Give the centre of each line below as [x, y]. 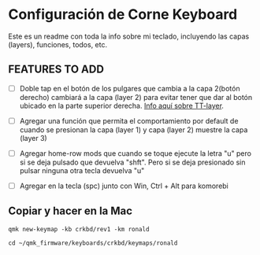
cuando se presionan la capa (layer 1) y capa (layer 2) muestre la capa [134, 129]
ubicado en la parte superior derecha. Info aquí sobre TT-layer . [122, 105]
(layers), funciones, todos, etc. [58, 44]
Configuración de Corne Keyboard [123, 15]
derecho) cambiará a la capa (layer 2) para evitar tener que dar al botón [136, 97]
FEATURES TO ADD [56, 70]
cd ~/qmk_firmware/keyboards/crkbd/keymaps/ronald [93, 243]
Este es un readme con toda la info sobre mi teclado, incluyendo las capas [129, 36]
